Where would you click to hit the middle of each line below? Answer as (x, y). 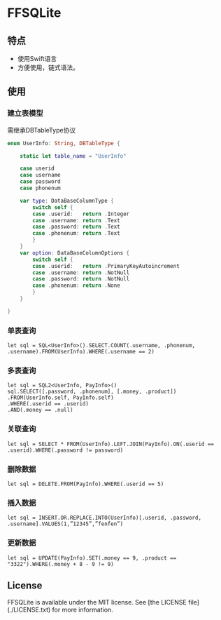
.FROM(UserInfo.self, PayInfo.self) (60, 398)
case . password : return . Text (76, 227)
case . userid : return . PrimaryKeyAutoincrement (106, 266)
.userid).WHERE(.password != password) (65, 450)
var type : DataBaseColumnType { (67, 201)
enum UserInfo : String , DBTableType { (64, 143)
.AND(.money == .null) (40, 410)
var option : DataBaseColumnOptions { (75, 253)
